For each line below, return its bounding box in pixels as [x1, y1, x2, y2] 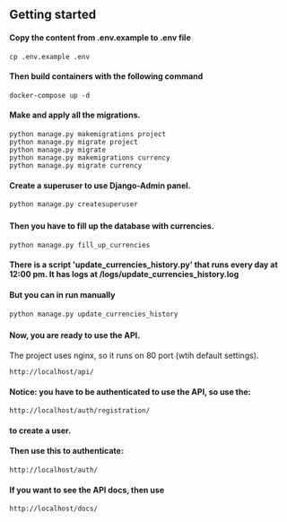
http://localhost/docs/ [9, 504, 99, 514]
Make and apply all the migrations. [9, 109, 141, 120]
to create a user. [9, 425, 72, 436]
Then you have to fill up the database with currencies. [9, 221, 215, 231]
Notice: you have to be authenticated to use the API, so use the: [9, 386, 251, 397]
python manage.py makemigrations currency [9, 153, 170, 162]
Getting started [9, 7, 97, 22]
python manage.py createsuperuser [9, 200, 139, 209]
